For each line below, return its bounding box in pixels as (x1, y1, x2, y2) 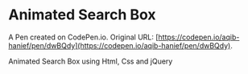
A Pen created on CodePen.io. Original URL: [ (8, 32, 159, 42)
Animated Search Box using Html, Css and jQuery (8, 56, 173, 66)
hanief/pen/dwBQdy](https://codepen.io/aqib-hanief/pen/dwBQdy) (8, 40, 231, 50)
